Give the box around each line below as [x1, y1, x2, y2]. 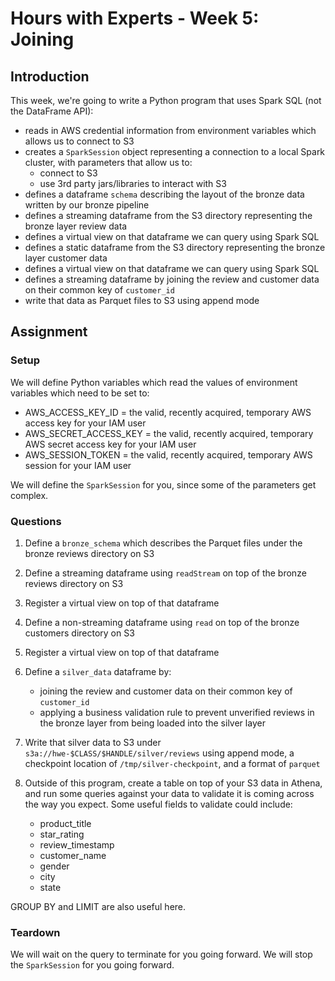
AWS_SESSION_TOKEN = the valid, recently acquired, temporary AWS [24, 448, 313, 461]
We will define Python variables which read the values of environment [10, 376, 298, 388]
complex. [10, 489, 49, 501]
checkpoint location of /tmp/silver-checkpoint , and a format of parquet [24, 757, 321, 769]
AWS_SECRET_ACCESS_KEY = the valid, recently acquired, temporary [24, 427, 314, 439]
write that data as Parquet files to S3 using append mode [24, 295, 260, 306]
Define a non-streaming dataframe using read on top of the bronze [24, 616, 300, 628]
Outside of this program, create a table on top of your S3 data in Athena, [24, 777, 323, 789]
